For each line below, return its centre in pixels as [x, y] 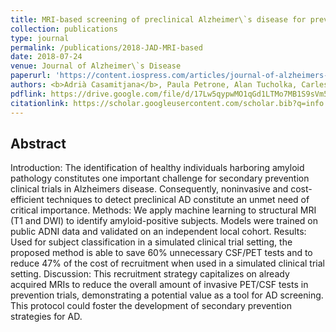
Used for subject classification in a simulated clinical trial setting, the [151, 242]
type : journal [40, 38]
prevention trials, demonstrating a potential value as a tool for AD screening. [167, 295]
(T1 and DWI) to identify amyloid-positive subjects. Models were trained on [164, 221]
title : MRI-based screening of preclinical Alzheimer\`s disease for [158, 19]
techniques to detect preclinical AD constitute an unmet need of [178, 200]
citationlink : [40, 103]
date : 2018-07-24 [46, 57]
